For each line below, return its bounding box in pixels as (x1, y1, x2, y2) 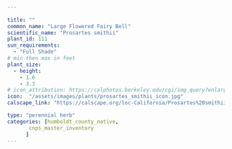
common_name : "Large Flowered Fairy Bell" (7, 23, 131, 30)
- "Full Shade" (13, 49, 57, 56)
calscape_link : (7, 100, 51, 106)
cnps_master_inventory (28, 124, 95, 131)
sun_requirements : (7, 42, 60, 49)
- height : (13, 67, 41, 74)
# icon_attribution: (7, 87, 67, 93)
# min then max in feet (7, 55, 76, 62)
